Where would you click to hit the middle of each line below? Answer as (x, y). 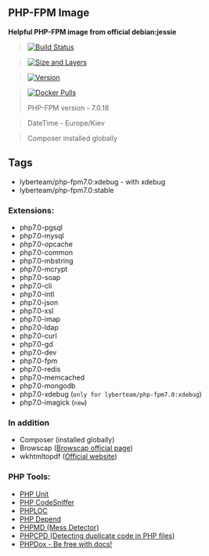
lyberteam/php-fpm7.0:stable (67, 190)
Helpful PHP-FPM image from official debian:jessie (92, 31)
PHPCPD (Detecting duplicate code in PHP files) (97, 536)
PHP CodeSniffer (47, 502)
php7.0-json (39, 302)
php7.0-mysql (41, 235)
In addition (29, 423)
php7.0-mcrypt (43, 269)
